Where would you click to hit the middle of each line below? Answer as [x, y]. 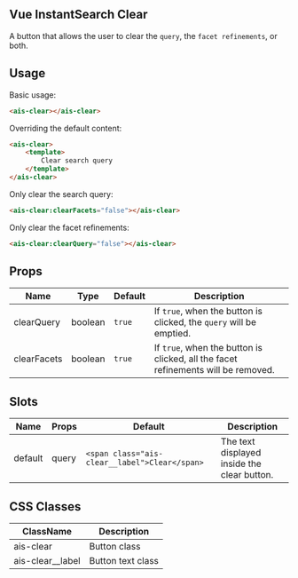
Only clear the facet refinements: [70, 227]
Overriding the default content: [66, 128]
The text [238, 441]
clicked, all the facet [196, 359]
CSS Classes [45, 507]
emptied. [173, 334]
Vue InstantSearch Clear [78, 15]
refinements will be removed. [214, 370]
